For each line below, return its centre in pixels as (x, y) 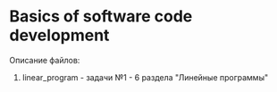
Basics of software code (101, 17)
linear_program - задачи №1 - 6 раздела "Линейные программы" (145, 77)
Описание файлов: (45, 60)
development (59, 35)
